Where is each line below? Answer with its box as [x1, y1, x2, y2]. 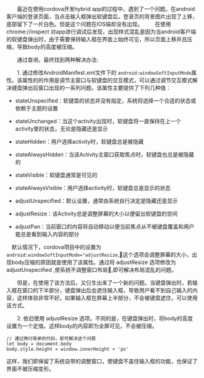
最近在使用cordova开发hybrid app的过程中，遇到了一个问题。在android [16, 5, 195, 12]
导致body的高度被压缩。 [16, 43, 75, 50]
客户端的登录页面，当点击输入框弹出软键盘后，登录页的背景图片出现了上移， [6, 13, 198, 20]
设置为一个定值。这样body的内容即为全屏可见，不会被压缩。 [6, 322, 158, 329]
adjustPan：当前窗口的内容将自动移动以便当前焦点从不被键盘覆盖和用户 [15, 223, 194, 230]
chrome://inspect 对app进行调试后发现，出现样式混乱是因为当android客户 [6, 28, 191, 35]
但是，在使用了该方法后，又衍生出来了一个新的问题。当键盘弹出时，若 [16, 279, 192, 286]
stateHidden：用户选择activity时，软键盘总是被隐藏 [15, 138, 144, 145]
